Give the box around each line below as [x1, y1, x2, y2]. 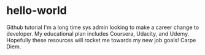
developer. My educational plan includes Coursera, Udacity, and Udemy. [6, 30, 190, 37]
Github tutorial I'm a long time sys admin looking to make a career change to [6, 24, 199, 31]
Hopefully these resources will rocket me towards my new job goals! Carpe [6, 36, 196, 44]
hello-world [6, 4, 68, 18]
